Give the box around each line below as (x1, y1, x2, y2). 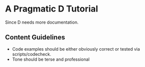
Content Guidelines (5, 33, 65, 41)
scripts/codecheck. (12, 51, 51, 57)
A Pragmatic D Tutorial (5, 3, 99, 14)
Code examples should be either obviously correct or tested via (12, 46, 140, 52)
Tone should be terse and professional (12, 56, 90, 62)
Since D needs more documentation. (5, 19, 79, 25)
